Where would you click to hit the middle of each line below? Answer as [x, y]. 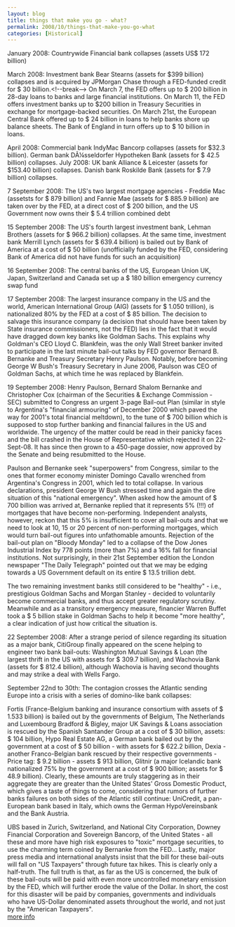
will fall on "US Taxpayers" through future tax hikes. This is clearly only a [112, 864]
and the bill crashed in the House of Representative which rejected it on [110, 440]
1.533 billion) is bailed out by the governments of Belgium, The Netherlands [116, 716]
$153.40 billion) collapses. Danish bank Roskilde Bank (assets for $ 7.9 [109, 170]
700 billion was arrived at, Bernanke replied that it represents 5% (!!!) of [110, 506]
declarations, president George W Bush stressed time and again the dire [112, 491]
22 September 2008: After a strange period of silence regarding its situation [117, 637]
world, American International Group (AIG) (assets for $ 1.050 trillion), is [111, 307]
